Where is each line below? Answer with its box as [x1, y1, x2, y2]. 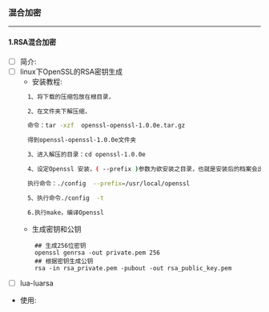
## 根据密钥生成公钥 [34, 257, 94, 265]
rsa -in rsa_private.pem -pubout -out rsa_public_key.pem [34, 264, 232, 272]
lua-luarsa [19, 278, 54, 288]
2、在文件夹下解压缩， [27, 107, 91, 115]
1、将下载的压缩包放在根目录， [27, 92, 114, 101]
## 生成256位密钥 [34, 241, 86, 249]
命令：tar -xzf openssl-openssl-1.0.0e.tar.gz [27, 122, 186, 130]
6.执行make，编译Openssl [27, 209, 104, 217]
